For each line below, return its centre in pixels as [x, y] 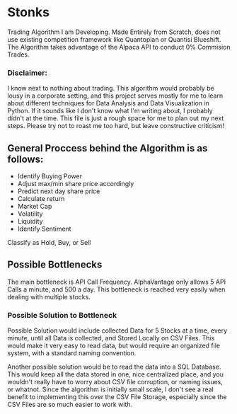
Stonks [28, 12]
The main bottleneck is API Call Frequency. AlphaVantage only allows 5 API [117, 282]
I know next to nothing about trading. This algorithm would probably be [111, 88]
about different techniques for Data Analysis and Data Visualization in [109, 103]
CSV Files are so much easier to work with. [70, 405]
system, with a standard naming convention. [72, 353]
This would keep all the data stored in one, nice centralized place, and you [116, 374]
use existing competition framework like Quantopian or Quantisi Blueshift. [114, 39]
